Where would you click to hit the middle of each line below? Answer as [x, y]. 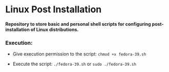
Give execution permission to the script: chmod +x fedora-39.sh [79, 54]
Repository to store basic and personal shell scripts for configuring [78, 24]
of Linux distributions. [55, 29]
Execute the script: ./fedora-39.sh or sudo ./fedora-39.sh [75, 64]
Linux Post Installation [54, 10]
